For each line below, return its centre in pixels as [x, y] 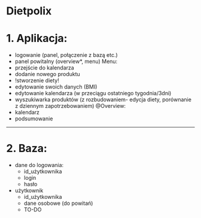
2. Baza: [27, 149]
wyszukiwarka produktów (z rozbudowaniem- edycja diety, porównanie [103, 99]
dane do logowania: [39, 165]
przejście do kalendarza [45, 68]
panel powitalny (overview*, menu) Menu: [66, 62]
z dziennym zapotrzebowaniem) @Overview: [70, 106]
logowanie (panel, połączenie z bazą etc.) [66, 55]
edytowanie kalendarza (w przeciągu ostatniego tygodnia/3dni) [93, 93]
